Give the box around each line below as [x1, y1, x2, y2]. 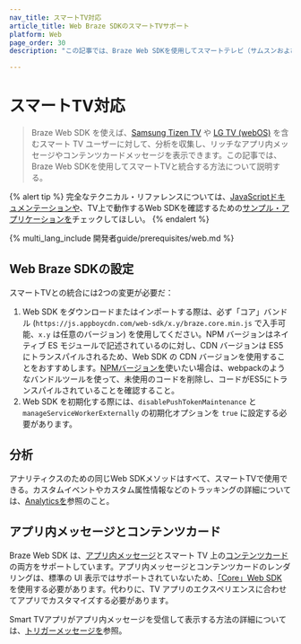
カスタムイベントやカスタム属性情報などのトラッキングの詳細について [32, 484, 291, 495]
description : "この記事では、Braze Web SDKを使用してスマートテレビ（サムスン [9, 47, 278, 56]
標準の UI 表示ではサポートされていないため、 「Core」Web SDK [47, 572, 282, 583]
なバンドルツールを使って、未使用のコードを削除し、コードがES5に [21, 374, 272, 384]
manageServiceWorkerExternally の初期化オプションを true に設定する [21, 407, 279, 418]
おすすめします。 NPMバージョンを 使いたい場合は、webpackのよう [38, 362, 286, 373]
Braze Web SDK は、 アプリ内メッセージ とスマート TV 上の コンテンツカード [9, 550, 288, 560]
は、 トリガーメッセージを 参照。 [9, 625, 127, 636]
